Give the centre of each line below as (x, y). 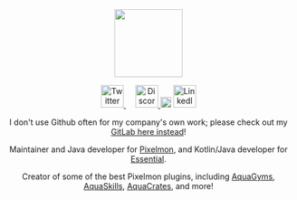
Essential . (148, 159)
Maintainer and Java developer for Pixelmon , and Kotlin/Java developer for (148, 149)
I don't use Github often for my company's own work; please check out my (148, 122)
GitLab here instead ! (148, 132)
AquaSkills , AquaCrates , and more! (148, 186)
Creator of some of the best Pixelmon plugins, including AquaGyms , (148, 176)
